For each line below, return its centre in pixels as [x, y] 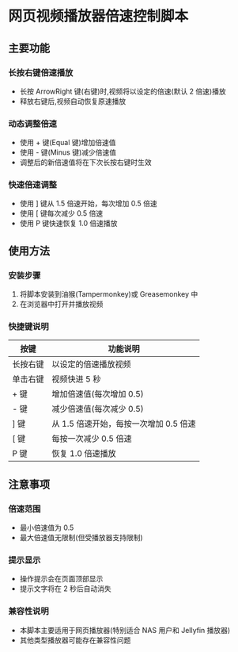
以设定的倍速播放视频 [92, 364]
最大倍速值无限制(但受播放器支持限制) [81, 538]
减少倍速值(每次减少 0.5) [98, 409]
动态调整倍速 [33, 124]
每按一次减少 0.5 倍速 [92, 439]
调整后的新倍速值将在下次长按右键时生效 [85, 163]
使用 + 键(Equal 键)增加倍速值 [68, 143]
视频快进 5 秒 [76, 379]
